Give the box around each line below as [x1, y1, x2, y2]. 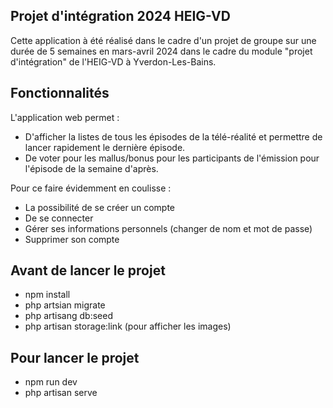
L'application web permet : [10, 111, 120, 123]
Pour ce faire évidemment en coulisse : [10, 182, 172, 194]
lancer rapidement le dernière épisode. [24, 141, 186, 153]
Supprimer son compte [24, 233, 120, 245]
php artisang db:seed [24, 310, 113, 322]
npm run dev [24, 376, 78, 388]
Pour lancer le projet [10, 349, 140, 366]
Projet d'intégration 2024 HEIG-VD [10, 8, 231, 25]
